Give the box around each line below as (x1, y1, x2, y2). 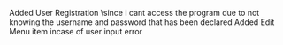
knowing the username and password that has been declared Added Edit (9, 17, 275, 27)
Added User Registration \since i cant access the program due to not (9, 8, 260, 18)
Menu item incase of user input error (9, 26, 143, 36)
